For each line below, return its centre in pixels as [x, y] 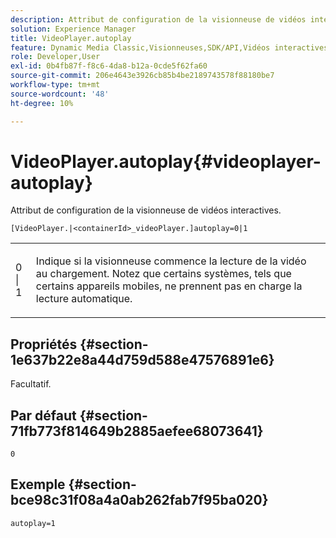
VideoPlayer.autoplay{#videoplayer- [166, 161]
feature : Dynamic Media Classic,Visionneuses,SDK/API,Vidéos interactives [169, 47]
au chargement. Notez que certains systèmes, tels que [163, 274]
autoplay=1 [33, 523]
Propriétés [44, 344]
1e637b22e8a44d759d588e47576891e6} [142, 359]
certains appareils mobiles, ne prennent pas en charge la [169, 286]
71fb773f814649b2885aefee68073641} [137, 431]
